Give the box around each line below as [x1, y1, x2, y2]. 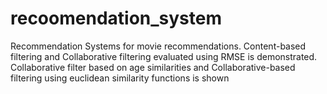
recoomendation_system [10, 7, 222, 30]
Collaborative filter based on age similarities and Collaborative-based [10, 61, 296, 73]
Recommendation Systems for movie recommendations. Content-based [10, 40, 307, 52]
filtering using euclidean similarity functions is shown [10, 72, 230, 84]
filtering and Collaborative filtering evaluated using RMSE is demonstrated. [10, 50, 318, 62]
